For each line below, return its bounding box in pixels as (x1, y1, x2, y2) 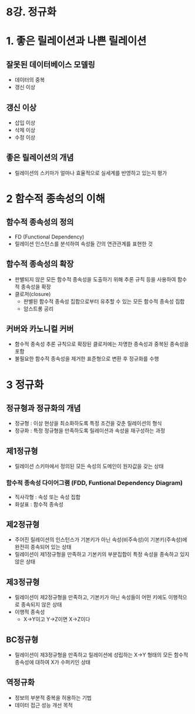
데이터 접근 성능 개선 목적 (14, 701, 73, 708)
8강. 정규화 (6, 5, 57, 19)
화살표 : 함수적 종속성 (14, 500, 63, 508)
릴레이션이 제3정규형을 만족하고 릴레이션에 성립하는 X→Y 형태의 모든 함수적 (14, 651, 189, 658)
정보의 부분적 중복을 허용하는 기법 (14, 694, 92, 701)
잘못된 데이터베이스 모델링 (6, 59, 95, 69)
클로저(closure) (14, 290, 51, 297)
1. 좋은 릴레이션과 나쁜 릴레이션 (6, 35, 147, 48)
